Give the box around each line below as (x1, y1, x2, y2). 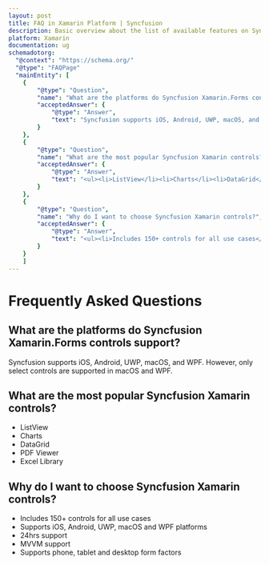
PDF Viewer (19, 448, 59, 458)
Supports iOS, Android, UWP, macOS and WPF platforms (19, 522, 208, 532)
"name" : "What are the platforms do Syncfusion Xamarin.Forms (37, 94, 249, 102)
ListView (19, 423, 49, 432)
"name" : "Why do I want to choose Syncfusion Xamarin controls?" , (37, 213, 263, 221)
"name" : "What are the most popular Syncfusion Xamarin (37, 153, 227, 161)
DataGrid (19, 439, 50, 449)
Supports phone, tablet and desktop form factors (19, 547, 182, 557)
